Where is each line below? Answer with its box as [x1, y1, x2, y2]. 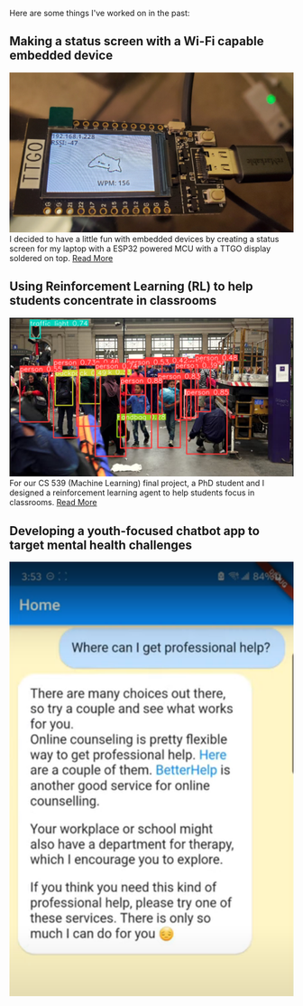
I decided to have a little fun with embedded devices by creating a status [9, 233, 280, 244]
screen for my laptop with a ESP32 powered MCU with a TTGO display [9, 243, 271, 254]
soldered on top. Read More [9, 252, 114, 263]
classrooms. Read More [9, 497, 97, 508]
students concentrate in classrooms [9, 293, 217, 308]
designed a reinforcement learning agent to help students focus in [9, 487, 255, 498]
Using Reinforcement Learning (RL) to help [9, 279, 253, 295]
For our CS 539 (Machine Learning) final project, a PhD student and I [9, 478, 265, 489]
